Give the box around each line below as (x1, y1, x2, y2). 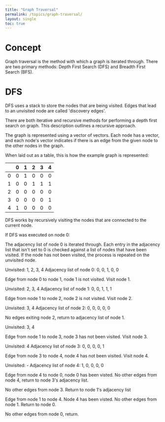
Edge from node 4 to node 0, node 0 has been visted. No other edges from (5, 372, 158, 378)
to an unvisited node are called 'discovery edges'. (5, 108, 106, 114)
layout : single (5, 16, 36, 21)
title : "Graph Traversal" (5, 7, 58, 12)
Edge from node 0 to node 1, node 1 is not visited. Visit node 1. (5, 276, 131, 282)
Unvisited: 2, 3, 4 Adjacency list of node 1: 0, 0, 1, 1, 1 (5, 286, 112, 292)
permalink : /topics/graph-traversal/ (5, 12, 83, 17)
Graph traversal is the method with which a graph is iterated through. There (5, 59, 158, 65)
